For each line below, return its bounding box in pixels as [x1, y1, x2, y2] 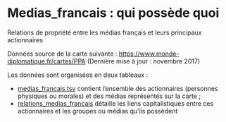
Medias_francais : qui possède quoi [7, 5, 220, 21]
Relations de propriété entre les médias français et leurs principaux [7, 28, 202, 37]
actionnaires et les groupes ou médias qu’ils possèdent [17, 106, 178, 115]
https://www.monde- [118, 49, 180, 58]
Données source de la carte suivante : [7, 49, 118, 58]
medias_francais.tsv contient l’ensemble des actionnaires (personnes [17, 84, 218, 92]
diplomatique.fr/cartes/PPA [7, 56, 86, 65]
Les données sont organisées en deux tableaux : [7, 71, 149, 79]
